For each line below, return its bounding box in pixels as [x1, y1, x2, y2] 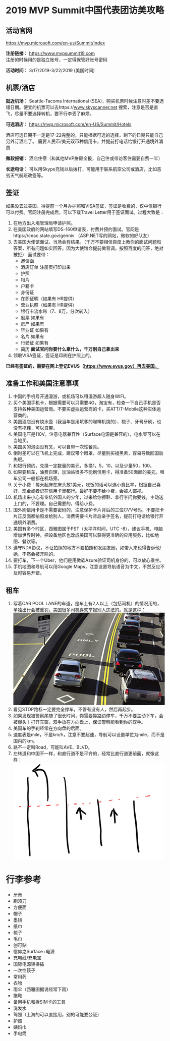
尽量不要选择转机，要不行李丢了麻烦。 [14, 110, 94, 117]
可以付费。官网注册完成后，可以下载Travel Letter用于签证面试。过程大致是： [6, 209, 164, 215]
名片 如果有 [20, 333, 44, 339]
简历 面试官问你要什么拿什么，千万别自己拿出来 [20, 346, 120, 352]
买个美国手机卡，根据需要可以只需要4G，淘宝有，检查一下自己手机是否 [13, 399, 161, 406]
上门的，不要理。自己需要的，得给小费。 [13, 500, 97, 507]
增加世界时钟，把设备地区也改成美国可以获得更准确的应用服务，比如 [13, 532, 155, 538]
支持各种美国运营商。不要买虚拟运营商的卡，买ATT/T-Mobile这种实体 [13, 406, 157, 412]
